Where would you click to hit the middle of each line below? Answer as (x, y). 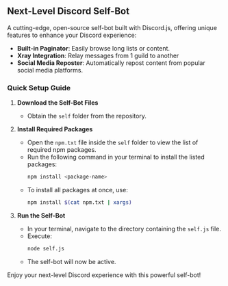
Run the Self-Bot (41, 216)
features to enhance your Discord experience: (72, 35)
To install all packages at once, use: (77, 190)
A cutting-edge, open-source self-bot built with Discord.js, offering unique (112, 27)
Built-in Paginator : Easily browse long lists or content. (93, 48)
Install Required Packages (55, 129)
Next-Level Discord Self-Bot (68, 11)
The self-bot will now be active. (72, 261)
